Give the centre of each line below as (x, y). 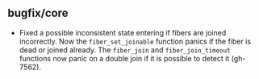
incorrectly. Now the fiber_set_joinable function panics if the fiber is (135, 41)
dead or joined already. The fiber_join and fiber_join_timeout (125, 50)
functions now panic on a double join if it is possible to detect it (124, 58)
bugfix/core (38, 13)
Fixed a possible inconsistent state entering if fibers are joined (123, 32)
